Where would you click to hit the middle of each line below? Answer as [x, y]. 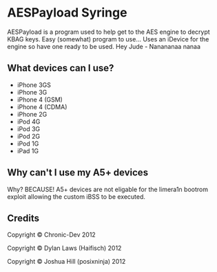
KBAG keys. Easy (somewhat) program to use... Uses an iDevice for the [108, 39]
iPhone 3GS [34, 85]
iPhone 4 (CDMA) [42, 107]
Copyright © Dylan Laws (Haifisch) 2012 [64, 248]
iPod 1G [28, 144]
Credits [23, 218]
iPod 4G [29, 122]
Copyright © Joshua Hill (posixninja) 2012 [66, 262]
